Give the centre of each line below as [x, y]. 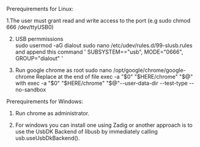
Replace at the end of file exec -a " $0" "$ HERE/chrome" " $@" [114, 77]
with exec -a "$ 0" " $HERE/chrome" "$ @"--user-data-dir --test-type [101, 83]
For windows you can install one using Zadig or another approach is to [104, 125]
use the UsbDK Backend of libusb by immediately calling [86, 131]
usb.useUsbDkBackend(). [47, 138]
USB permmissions [39, 39]
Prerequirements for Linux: [40, 9]
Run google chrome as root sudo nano [63, 70]
